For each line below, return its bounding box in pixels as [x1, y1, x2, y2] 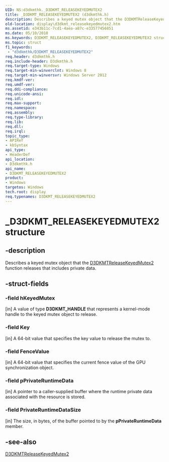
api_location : [5, 157, 35, 162]
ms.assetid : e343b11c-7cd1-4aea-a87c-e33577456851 [5, 26, 114, 31]
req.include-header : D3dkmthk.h [5, 59, 73, 64]
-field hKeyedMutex [5, 294, 55, 301]
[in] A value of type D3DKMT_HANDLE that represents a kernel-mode [5, 306, 150, 312]
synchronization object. [5, 365, 54, 371]
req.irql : [5, 129, 26, 134]
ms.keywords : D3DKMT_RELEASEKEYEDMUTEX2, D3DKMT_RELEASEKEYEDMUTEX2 [5, 36, 152, 41]
